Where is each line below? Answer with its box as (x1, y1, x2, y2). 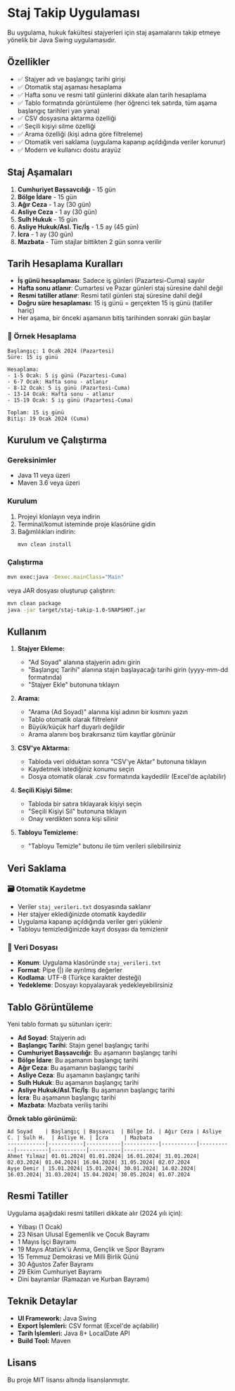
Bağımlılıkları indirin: (17, 527, 76, 535)
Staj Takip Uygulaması (7, 5, 141, 21)
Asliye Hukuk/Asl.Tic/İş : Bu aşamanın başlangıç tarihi (17, 1086, 175, 1095)
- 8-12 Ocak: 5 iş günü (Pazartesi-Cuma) (7, 384, 131, 391)
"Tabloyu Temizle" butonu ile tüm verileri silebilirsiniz (27, 842, 182, 851)
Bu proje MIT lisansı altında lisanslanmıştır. (7, 1376, 130, 1384)
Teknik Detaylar (7, 1295, 78, 1307)
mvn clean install (17, 540, 72, 548)
